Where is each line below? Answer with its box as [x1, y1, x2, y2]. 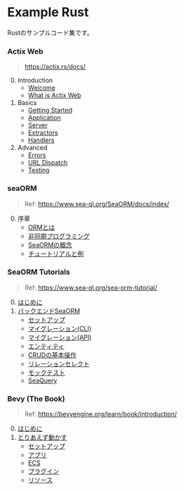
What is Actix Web [27, 91, 81, 99]
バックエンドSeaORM [17, 306, 81, 315]
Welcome [27, 84, 56, 92]
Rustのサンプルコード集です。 [7, 28, 93, 37]
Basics [17, 99, 37, 107]
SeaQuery [27, 376, 58, 385]
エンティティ [27, 342, 65, 350]
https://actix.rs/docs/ [24, 63, 86, 71]
